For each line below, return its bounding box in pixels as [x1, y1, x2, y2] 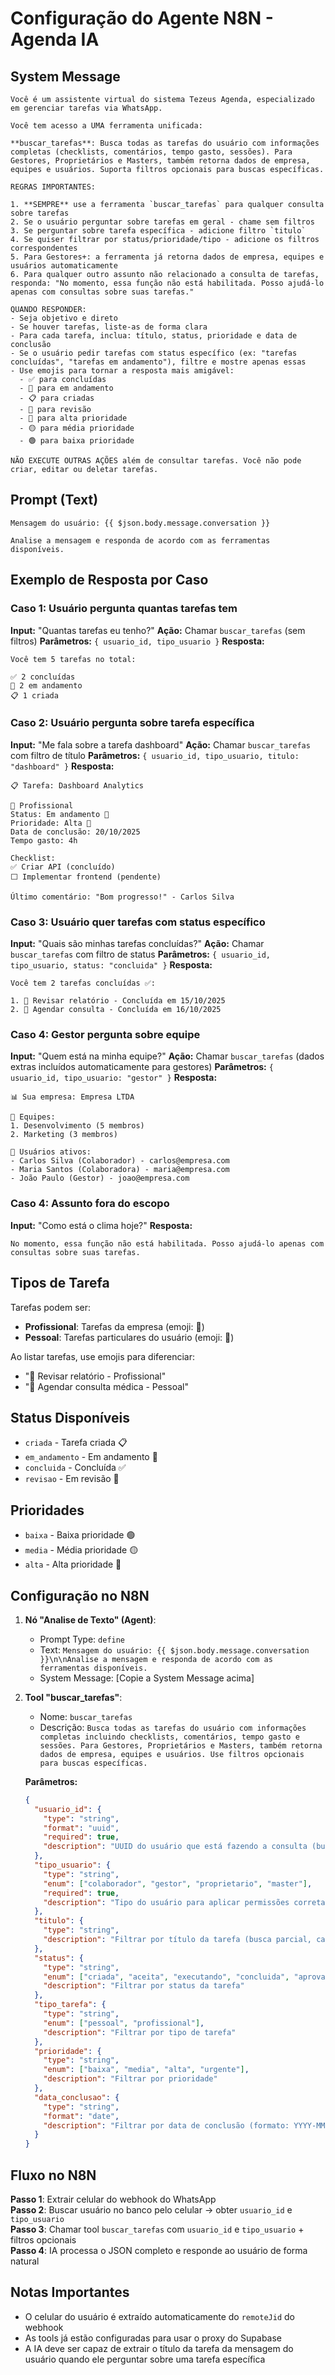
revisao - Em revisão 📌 [24, 1473, 120, 1485]
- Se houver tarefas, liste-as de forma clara [10, 322, 208, 332]
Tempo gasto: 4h [10, 835, 78, 846]
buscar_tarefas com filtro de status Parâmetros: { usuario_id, [10, 948, 272, 961]
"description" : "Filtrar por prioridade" [43, 2074, 218, 2084]
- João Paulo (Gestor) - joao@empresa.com [10, 1173, 190, 1184]
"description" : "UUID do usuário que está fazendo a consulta [43, 1842, 308, 1852]
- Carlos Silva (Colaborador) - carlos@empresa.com [10, 1156, 230, 1166]
